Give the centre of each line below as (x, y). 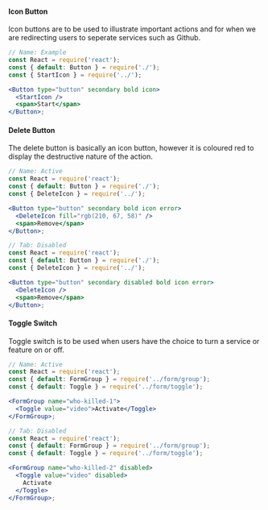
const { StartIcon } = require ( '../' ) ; (75, 75)
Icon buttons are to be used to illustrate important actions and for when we (132, 29)
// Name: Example (37, 52)
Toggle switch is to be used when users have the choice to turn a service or (134, 341)
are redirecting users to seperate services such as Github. (105, 38)
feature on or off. (36, 350)
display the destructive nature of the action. (80, 156)
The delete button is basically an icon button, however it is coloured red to (131, 148)
